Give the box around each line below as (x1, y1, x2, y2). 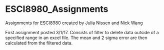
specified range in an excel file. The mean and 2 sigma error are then (5, 35, 147, 41)
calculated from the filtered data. (5, 40, 73, 46)
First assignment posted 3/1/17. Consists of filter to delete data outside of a (5, 29, 159, 35)
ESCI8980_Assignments (5, 3, 108, 15)
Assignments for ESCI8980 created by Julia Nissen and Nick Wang (5, 20, 143, 26)
